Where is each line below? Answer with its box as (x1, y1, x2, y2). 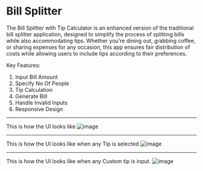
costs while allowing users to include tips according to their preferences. (6, 50, 187, 57)
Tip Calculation (14, 86, 53, 93)
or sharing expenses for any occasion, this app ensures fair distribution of (6, 44, 190, 51)
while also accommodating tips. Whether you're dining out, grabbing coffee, (6, 37, 196, 44)
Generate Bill (14, 92, 47, 100)
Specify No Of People (14, 80, 69, 87)
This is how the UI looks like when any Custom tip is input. (6, 157, 151, 164)
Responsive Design (14, 105, 63, 112)
